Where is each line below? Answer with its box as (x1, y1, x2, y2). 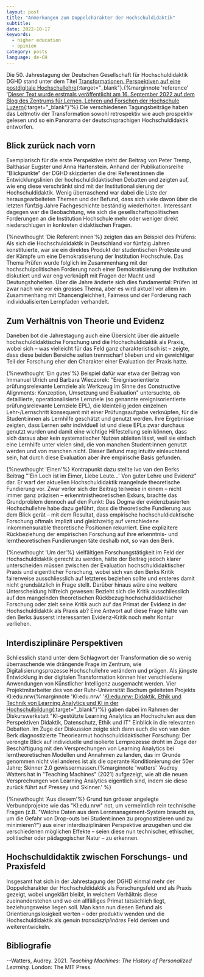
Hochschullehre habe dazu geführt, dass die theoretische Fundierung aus (6, 504, 192, 512)
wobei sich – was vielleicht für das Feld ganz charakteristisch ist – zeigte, (6, 345, 190, 353)
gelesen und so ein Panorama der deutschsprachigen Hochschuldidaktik (6, 116, 189, 124)
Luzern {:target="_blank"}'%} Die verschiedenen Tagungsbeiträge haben (6, 103, 189, 110)
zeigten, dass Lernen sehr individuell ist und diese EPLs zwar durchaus (6, 421, 185, 429)
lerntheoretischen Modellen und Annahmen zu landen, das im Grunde (6, 751, 181, 759)
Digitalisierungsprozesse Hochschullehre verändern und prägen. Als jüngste (6, 667, 198, 675)
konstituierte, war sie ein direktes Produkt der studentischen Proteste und (6, 246, 191, 254)
